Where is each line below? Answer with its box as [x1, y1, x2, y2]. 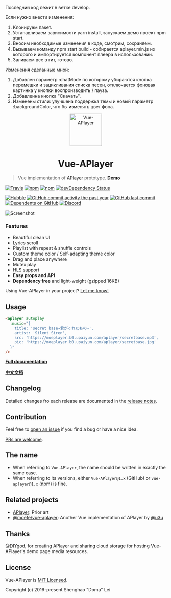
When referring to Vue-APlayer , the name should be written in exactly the [12, 465, 166, 471]
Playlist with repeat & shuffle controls [12, 245, 91, 251]
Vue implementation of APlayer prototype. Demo [17, 175, 120, 181]
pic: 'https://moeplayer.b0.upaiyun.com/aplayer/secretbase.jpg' [14, 340, 157, 345]
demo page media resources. [26, 548, 88, 555]
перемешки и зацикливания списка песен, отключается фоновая [12, 82, 156, 88]
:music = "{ [10, 320, 31, 326]
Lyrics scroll [12, 240, 38, 246]
